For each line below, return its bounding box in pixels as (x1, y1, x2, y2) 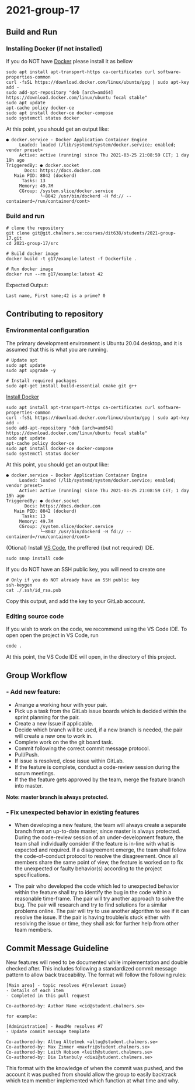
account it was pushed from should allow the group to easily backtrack (6, 1071, 177, 1078)
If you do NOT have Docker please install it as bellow (6, 57, 133, 64)
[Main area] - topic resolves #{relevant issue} (6, 982, 127, 988)
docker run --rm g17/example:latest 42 (6, 271, 103, 277)
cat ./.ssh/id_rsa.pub (6, 587, 61, 593)
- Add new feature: (6, 688, 61, 696)
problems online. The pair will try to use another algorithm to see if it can (14, 908, 190, 915)
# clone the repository (6, 225, 64, 231)
